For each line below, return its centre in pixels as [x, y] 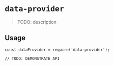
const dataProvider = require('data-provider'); [57, 50]
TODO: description [37, 22]
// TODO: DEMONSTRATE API [32, 58]
